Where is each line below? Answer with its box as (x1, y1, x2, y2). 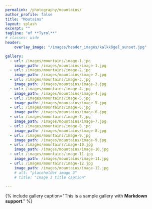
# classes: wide (5, 36, 39, 41)
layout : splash (5, 21, 37, 27)
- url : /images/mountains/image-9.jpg (10, 133, 91, 138)
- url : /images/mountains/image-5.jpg (10, 96, 91, 101)
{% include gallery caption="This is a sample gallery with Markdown (5, 193, 147, 199)
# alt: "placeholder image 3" (14, 170, 78, 175)
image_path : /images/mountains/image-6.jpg (14, 110, 107, 115)
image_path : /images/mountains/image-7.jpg (14, 119, 107, 124)
